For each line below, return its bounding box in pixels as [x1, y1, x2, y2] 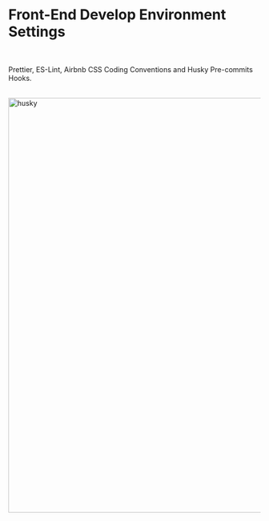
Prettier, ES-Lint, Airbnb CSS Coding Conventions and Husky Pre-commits [8, 64, 254, 74]
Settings [8, 22, 66, 41]
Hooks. [8, 73, 32, 83]
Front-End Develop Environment [8, 6, 227, 24]
